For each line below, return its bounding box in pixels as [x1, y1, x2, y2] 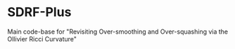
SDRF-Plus [7, 4, 72, 20]
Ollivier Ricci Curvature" [7, 34, 77, 43]
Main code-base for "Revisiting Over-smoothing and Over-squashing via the [7, 27, 229, 36]
